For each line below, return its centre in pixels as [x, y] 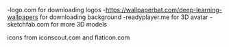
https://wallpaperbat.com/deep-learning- [164, 10]
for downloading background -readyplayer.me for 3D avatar [124, 17]
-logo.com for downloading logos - [57, 10]
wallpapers [23, 17]
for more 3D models [79, 24]
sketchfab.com [28, 24]
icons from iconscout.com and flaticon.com [69, 37]
